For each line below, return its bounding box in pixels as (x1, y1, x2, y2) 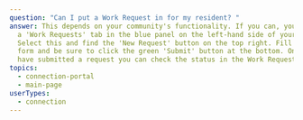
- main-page (17, 80, 63, 89)
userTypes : (9, 88, 50, 97)
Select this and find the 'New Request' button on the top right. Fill (17, 38, 293, 48)
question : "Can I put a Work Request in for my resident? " (9, 13, 241, 23)
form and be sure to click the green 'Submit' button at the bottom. (17, 47, 284, 56)
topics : (9, 64, 39, 73)
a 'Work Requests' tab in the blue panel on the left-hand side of (17, 30, 277, 39)
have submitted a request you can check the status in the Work (17, 55, 264, 64)
